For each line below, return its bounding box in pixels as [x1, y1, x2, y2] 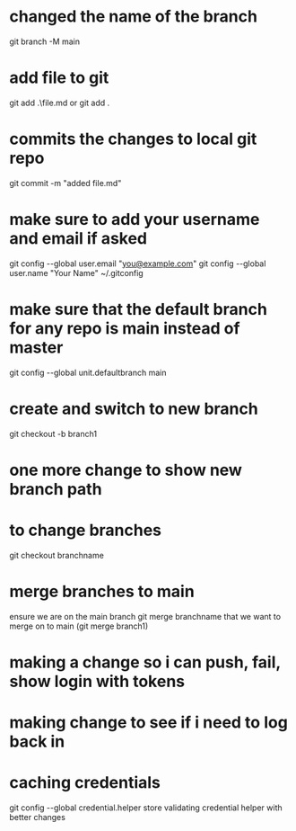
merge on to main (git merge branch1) [9, 621, 149, 631]
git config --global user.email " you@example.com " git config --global [9, 258, 266, 269]
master [9, 337, 64, 357]
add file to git [9, 67, 109, 88]
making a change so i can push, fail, [9, 652, 281, 672]
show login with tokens [9, 671, 186, 692]
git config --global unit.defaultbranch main [9, 367, 167, 378]
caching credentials [9, 773, 161, 793]
